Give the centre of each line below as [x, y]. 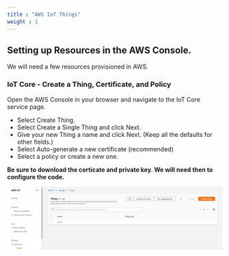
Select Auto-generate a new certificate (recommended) [95, 149]
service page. [26, 107]
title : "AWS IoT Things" [44, 14]
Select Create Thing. [46, 120]
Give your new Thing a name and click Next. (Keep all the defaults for [115, 134]
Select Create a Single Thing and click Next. [79, 127]
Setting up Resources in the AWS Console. [99, 50]
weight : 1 [23, 22]
